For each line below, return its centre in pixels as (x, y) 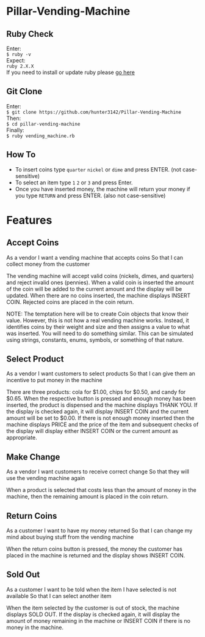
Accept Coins (33, 243)
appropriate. (22, 438)
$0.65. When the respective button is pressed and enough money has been (101, 399)
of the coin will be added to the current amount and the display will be (94, 288)
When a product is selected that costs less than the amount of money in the (101, 490)
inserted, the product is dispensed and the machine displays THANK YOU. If (102, 405)
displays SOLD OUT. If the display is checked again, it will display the (93, 614)
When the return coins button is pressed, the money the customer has (95, 549)
